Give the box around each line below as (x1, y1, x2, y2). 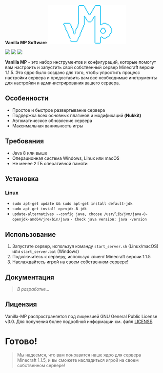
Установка (5, 174, 39, 183)
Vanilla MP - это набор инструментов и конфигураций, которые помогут (5, 59, 156, 65)
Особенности (5, 94, 49, 102)
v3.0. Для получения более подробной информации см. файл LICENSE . (5, 319, 154, 324)
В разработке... (17, 286, 50, 292)
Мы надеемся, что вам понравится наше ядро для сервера (17, 352, 142, 358)
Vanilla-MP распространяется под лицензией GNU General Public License (5, 313, 158, 319)
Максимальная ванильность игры (12, 123, 83, 128)
